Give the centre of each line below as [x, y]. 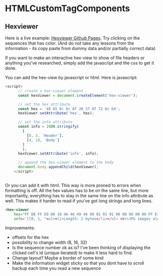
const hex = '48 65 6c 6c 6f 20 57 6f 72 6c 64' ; [69, 109]
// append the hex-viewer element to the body [66, 163]
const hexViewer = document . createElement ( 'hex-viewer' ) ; [78, 95]
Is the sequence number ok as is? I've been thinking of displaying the [81, 248]
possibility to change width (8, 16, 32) [49, 242]
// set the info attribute [45, 122]
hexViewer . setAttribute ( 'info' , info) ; [58, 154]
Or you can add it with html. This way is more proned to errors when [73, 185]
